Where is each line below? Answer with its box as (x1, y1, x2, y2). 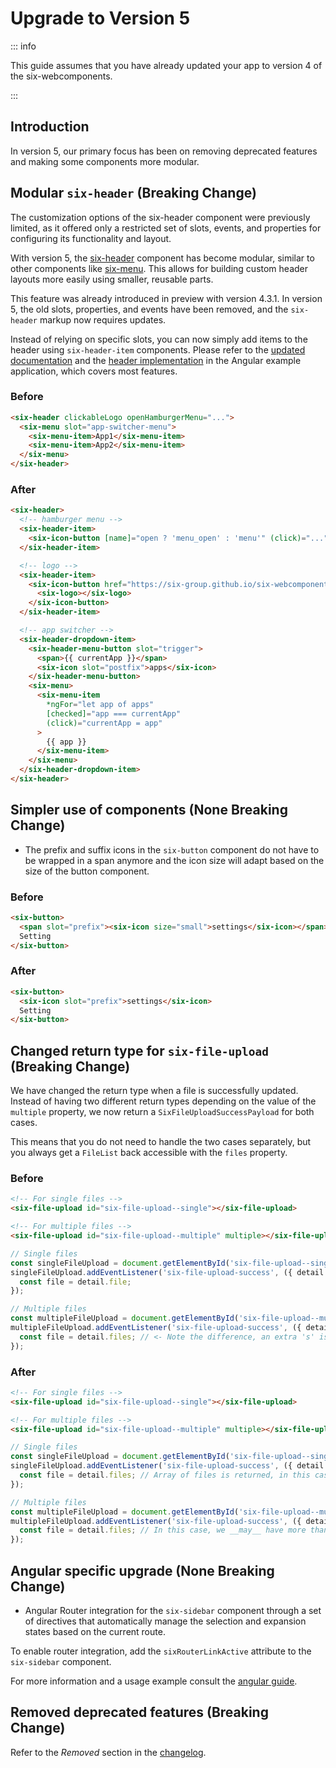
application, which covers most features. (10, 365, 178, 377)
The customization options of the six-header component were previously (10, 211, 311, 223)
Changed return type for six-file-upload (10, 1042, 269, 1059)
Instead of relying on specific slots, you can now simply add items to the (10, 333, 308, 345)
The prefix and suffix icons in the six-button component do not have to (24, 843, 320, 856)
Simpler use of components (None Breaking (10, 802, 288, 819)
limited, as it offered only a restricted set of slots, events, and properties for (10, 222, 322, 234)
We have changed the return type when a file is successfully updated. (10, 1085, 299, 1097)
